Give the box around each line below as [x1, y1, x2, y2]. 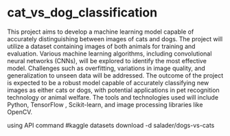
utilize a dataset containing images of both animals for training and [7, 42, 196, 50]
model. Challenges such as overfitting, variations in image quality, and [7, 64, 206, 72]
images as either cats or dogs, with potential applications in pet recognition [7, 86, 220, 94]
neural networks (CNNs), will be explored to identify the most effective [7, 56, 207, 65]
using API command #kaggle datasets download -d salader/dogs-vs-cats [7, 121, 215, 129]
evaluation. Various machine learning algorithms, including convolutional [7, 49, 212, 58]
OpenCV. [7, 108, 33, 116]
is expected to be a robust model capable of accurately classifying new [7, 78, 209, 87]
